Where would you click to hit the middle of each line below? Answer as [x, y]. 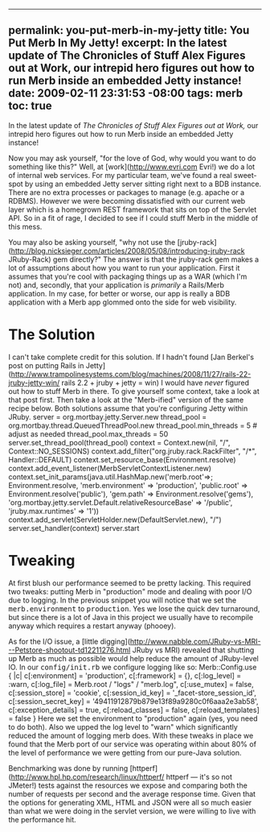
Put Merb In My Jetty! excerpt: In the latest [118, 43]
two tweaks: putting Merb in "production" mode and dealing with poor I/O [130, 591]
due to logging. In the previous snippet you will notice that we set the [123, 600]
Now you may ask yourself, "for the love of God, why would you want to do [132, 158]
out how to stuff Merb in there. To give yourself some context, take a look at [134, 391]
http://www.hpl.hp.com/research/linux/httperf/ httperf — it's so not [122, 776]
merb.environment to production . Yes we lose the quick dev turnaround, [134, 608]
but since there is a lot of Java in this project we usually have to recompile [131, 617]
